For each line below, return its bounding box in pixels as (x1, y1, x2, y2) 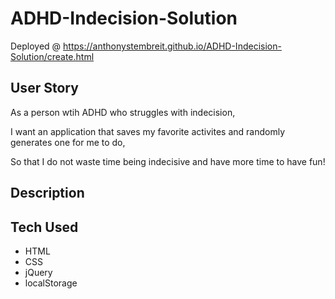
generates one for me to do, (10, 136, 126, 148)
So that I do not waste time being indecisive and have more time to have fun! (10, 155, 326, 167)
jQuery (24, 266, 53, 278)
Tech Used (10, 218, 79, 236)
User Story (10, 80, 79, 97)
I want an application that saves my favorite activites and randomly (10, 125, 286, 137)
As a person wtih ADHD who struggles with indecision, (10, 106, 236, 118)
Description (10, 185, 85, 202)
